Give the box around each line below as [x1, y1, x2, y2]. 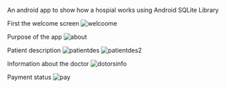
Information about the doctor [7, 60, 90, 68]
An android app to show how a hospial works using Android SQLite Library [7, 6, 219, 14]
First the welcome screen [7, 19, 79, 27]
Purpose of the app [7, 33, 62, 41]
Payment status [7, 73, 52, 81]
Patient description [7, 46, 61, 54]
